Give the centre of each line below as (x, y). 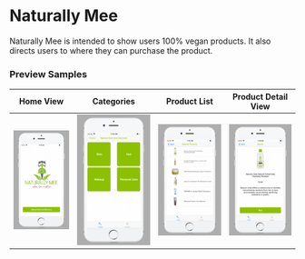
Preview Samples (49, 74)
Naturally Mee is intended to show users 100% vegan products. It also (140, 41)
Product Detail (261, 96)
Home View (41, 102)
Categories (114, 102)
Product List (190, 102)
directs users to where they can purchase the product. (111, 50)
